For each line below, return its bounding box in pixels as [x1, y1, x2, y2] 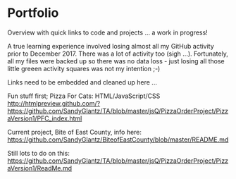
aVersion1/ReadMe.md [7, 163, 73, 172]
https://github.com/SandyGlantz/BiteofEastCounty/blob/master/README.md [7, 135, 229, 144]
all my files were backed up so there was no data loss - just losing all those [7, 56, 225, 65]
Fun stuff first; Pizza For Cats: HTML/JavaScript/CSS [7, 92, 161, 100]
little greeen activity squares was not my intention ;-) [7, 64, 161, 73]
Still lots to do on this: [7, 149, 70, 157]
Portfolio [7, 5, 59, 21]
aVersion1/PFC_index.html [7, 114, 82, 123]
